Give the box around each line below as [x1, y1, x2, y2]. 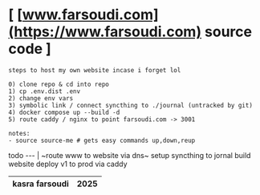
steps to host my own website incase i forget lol [8, 66, 181, 74]
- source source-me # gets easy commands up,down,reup [8, 136, 196, 144]
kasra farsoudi [12, 178, 70, 189]
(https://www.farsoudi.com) [8, 22, 202, 41]
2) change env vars [8, 94, 74, 102]
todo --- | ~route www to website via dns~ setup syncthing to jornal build [8, 150, 251, 160]
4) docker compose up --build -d [8, 108, 120, 116]
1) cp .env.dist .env [8, 87, 81, 95]
